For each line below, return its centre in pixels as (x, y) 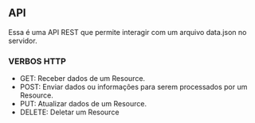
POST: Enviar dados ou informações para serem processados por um (133, 87)
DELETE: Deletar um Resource (69, 112)
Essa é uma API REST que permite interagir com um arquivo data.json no (127, 32)
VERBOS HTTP (37, 61)
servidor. (23, 40)
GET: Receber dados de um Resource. (82, 79)
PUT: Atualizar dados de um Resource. (83, 104)
